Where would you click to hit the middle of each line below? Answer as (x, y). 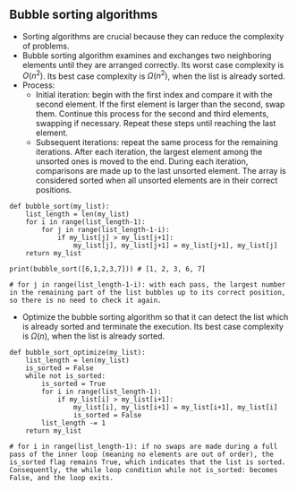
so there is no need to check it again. (86, 301)
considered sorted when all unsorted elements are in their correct (157, 181)
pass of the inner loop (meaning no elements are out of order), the (142, 455)
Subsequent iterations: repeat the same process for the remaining (157, 142)
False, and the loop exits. (62, 478)
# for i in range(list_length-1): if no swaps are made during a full (144, 447)
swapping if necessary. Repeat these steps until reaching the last (156, 124)
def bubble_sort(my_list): (59, 207)
